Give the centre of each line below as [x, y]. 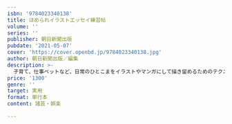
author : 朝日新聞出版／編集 [43, 59]
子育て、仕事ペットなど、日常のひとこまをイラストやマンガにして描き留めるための [113, 71]
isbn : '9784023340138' [40, 14]
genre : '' [21, 85]
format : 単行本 [27, 98]
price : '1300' [28, 78]
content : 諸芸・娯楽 [34, 104]
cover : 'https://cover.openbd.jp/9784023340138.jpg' [85, 53]
